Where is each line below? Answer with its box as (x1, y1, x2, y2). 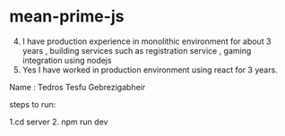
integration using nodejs (22, 55, 112, 65)
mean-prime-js (9, 6, 125, 27)
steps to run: (9, 98, 56, 109)
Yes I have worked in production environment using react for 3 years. (22, 64, 278, 75)
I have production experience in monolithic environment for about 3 (22, 36, 272, 47)
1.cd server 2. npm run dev (9, 116, 108, 127)
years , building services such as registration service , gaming (22, 45, 252, 55)
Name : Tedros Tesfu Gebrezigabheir (9, 81, 146, 92)
